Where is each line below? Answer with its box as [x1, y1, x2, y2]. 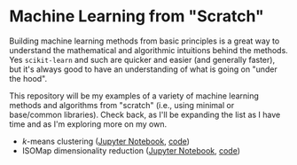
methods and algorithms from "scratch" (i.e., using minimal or [9, 99, 235, 110]
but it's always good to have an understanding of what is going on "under [9, 64, 277, 75]
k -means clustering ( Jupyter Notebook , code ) [21, 136, 191, 146]
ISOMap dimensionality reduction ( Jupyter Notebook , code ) [21, 145, 241, 156]
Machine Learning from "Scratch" [9, 6, 264, 27]
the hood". [9, 73, 48, 83]
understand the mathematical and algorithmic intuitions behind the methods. [9, 44, 288, 55]
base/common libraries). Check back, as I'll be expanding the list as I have [9, 109, 281, 120]
